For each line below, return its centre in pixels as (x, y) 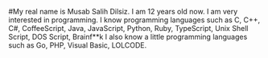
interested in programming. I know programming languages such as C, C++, (134, 20)
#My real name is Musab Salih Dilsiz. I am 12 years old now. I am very (123, 12)
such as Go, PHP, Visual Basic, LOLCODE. (78, 45)
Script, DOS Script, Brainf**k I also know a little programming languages (128, 37)
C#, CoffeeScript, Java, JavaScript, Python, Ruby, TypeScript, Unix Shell (128, 28)
